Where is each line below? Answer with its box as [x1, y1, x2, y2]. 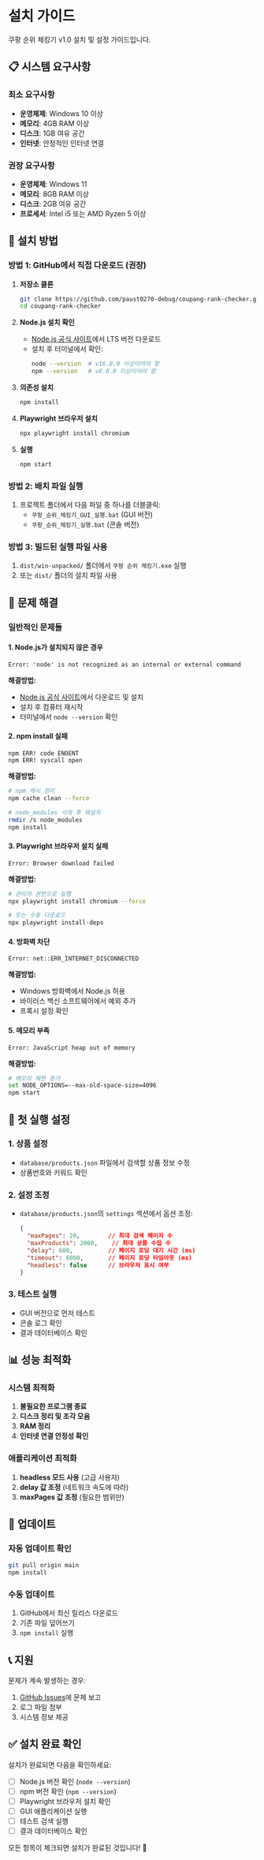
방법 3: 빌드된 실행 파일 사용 [8, 541, 108, 552]
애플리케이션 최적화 [8, 1453, 77, 1464]
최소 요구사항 [8, 89, 55, 100]
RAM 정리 [19, 1421, 51, 1431]
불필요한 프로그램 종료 [19, 1402, 87, 1411]
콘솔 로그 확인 [19, 1318, 62, 1327]
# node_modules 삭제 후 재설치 [8, 808, 101, 817]
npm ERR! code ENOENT [8, 750, 80, 758]
